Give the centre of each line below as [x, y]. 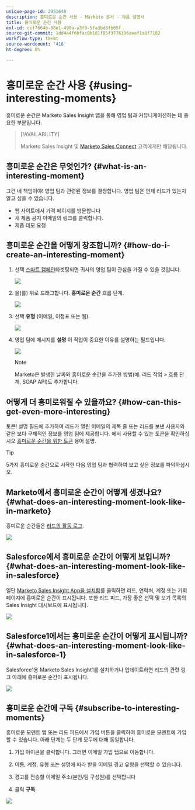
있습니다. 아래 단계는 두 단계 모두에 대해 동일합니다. [77, 740]
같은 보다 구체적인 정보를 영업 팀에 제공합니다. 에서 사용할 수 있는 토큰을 [88, 434]
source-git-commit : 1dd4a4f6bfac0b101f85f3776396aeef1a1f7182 [83, 33]
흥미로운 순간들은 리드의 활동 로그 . [45, 525]
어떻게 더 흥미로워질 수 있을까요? [61, 402]
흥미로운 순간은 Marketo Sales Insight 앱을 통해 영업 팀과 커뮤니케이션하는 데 [94, 115]
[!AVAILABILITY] [40, 134]
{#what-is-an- [120, 166]
